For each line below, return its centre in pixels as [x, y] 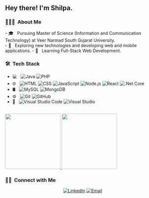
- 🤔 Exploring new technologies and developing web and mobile [71, 45]
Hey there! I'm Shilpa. [39, 8]
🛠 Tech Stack [23, 63]
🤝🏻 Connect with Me [30, 180]
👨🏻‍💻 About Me [23, 22]
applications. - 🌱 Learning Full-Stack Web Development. [63, 51]
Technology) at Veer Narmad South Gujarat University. [60, 40]
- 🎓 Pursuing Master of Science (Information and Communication [73, 33]
